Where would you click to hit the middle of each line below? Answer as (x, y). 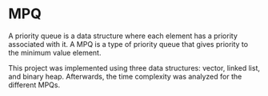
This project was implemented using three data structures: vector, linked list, (134, 67)
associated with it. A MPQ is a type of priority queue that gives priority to (128, 44)
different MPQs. (34, 85)
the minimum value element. (55, 52)
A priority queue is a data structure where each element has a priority (123, 36)
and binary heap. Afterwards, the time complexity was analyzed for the (125, 76)
